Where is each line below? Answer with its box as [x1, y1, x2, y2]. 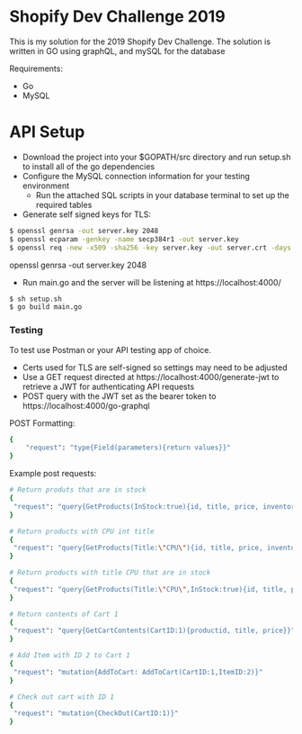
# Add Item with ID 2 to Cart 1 [9, 651, 130, 660]
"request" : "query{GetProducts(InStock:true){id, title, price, [13, 502, 259, 511]
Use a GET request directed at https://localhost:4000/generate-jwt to [22, 371, 280, 382]
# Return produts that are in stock [9, 485, 147, 494]
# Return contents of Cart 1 [9, 610, 119, 619]
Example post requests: [9, 468, 97, 479]
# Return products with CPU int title [9, 527, 155, 536]
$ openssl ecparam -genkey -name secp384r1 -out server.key [9, 234, 240, 244]
